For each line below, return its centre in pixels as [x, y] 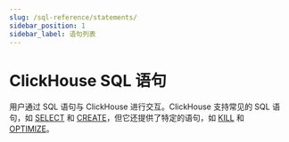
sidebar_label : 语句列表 [53, 34]
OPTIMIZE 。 [32, 129]
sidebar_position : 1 [48, 26]
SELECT [50, 118]
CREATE [91, 118]
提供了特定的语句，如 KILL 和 [191, 118]
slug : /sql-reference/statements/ [74, 17]
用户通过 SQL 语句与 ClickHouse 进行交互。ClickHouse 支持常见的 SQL [140, 106]
